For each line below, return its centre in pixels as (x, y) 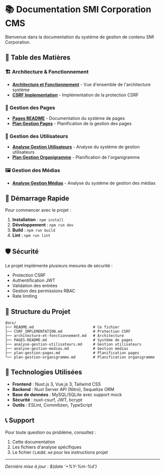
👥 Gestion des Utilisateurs (37, 136)
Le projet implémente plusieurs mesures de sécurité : (59, 266)
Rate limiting (25, 296)
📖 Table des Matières (38, 58)
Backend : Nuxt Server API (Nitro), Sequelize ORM (63, 389)
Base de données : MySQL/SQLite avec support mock (67, 394)
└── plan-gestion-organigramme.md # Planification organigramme (80, 357)
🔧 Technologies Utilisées (44, 372)
